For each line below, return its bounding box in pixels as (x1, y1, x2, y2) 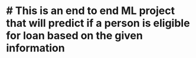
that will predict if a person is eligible (6, 16, 190, 30)
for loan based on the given (6, 29, 143, 42)
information (6, 42, 65, 55)
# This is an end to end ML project (6, 4, 175, 18)
